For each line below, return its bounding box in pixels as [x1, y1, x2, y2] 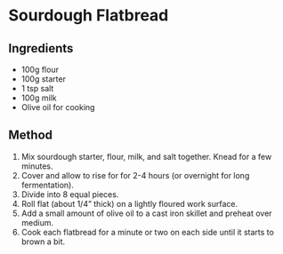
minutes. [20, 161, 54, 171]
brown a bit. [20, 236, 66, 247]
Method [8, 128, 53, 143]
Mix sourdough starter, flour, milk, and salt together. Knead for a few [20, 151, 272, 162]
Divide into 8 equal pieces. [20, 188, 119, 200]
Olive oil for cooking [20, 102, 95, 112]
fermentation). [20, 179, 75, 190]
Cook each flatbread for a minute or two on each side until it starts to [20, 226, 275, 237]
